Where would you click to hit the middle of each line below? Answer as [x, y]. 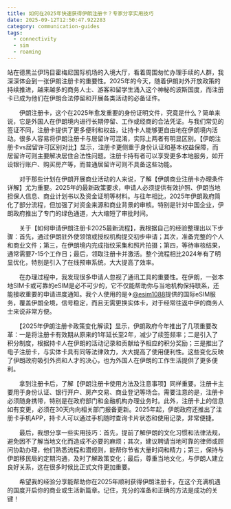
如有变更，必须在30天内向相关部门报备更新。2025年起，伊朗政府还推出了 [112, 409]
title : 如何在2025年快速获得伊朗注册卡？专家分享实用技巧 [80, 13]
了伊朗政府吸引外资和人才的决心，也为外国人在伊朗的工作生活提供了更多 [109, 360]
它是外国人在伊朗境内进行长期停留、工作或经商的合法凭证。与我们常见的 [121, 121]
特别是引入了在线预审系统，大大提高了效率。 [94, 262]
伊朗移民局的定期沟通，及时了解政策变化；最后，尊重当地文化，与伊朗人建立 [115, 458]
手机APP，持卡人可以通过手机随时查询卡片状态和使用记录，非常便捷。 [118, 418]
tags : [15, 33]
